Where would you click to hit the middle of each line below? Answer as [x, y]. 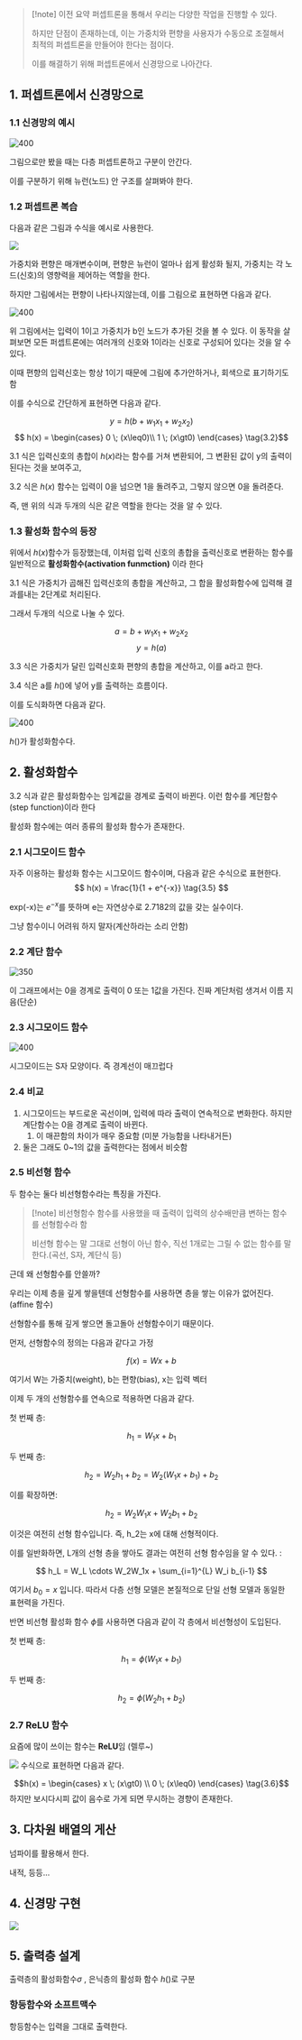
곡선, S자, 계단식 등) [86, 1254]
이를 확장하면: [34, 1495]
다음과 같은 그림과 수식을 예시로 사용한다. [82, 227]
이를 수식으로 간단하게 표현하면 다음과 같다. [85, 403]
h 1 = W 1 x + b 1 [151, 1436]
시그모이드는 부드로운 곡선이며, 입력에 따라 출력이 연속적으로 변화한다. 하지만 [157, 1113]
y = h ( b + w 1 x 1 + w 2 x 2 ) [151, 422]
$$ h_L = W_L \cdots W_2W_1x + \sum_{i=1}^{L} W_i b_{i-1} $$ [151, 1571]
